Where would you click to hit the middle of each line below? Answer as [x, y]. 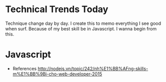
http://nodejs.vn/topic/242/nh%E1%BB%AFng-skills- [93, 68]
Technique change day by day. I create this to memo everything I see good [83, 23]
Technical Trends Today [57, 9]
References [25, 68]
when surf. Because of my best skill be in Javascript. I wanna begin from [81, 28]
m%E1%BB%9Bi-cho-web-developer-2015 [57, 74]
